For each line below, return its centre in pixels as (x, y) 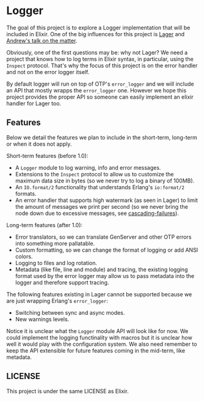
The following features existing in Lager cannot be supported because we (99, 294)
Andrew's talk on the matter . (42, 40)
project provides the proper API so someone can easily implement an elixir (100, 97)
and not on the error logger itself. (48, 72)
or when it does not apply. (39, 144)
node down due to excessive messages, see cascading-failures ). (97, 213)
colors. (24, 256)
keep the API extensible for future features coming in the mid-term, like (96, 350)
